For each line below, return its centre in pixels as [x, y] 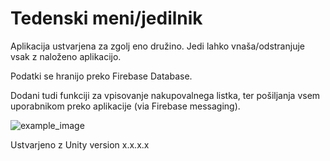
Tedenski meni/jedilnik [106, 18]
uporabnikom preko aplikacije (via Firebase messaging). [125, 106]
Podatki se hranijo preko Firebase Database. [101, 76]
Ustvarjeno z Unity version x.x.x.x [80, 144]
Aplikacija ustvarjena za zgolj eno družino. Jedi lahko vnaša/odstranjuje [157, 46]
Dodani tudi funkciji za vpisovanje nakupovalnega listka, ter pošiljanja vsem [165, 95]
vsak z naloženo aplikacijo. [66, 56]
